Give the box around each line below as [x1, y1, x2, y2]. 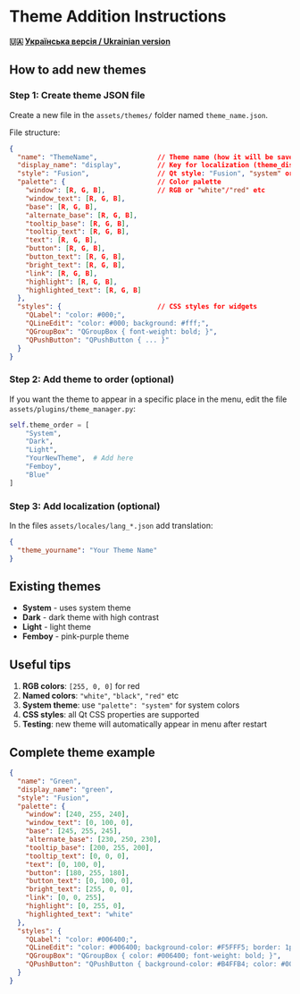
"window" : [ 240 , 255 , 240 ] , [25, 810, 129, 820]
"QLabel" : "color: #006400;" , [25, 935, 138, 944]
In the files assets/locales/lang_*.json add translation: [9, 520, 213, 531]
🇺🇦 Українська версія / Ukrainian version [9, 36, 171, 47]
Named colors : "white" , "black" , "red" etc [21, 691, 179, 701]
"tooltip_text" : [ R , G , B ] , [25, 227, 129, 236]
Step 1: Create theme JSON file [9, 89, 146, 102]
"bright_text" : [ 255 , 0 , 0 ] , [25, 885, 134, 894]
